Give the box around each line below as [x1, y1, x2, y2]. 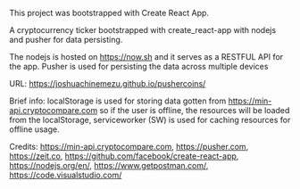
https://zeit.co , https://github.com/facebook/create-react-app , [9, 151, 239, 161]
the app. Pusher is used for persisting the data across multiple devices [9, 62, 269, 71]
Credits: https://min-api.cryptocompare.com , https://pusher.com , [9, 142, 249, 152]
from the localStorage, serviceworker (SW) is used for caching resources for [9, 115, 291, 125]
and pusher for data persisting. [9, 35, 123, 45]
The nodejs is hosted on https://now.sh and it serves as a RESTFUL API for [9, 52, 284, 62]
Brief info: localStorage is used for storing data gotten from [9, 95, 227, 106]
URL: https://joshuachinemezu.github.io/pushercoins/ [9, 78, 206, 88]
